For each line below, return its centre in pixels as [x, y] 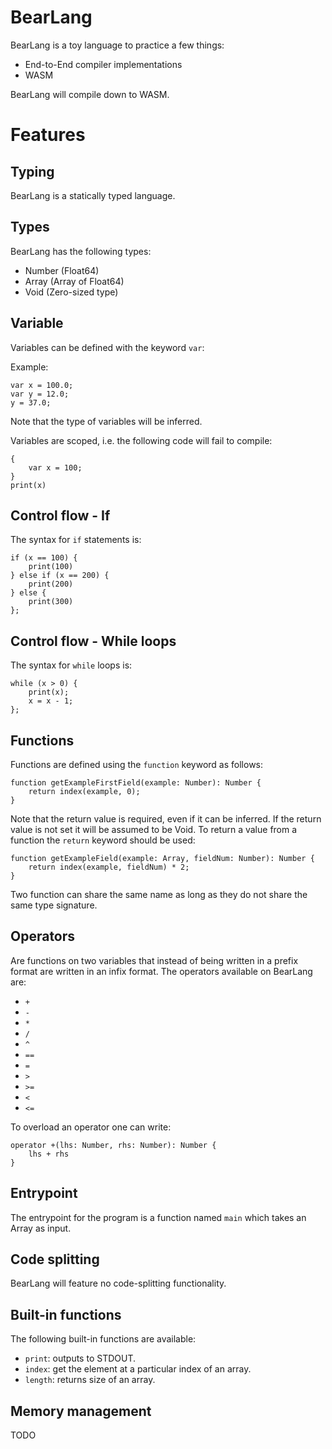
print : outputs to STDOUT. [80, 1358]
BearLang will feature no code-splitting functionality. [118, 1283]
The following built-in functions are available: [103, 1339]
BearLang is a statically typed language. [93, 195]
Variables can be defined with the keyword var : [107, 347]
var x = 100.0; [42, 385]
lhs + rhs [49, 1154]
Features [48, 135]
